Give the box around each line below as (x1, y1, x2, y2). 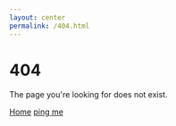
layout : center (9, 13, 66, 22)
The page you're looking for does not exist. (9, 89, 168, 100)
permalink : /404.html (9, 21, 90, 30)
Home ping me (9, 106, 64, 117)
